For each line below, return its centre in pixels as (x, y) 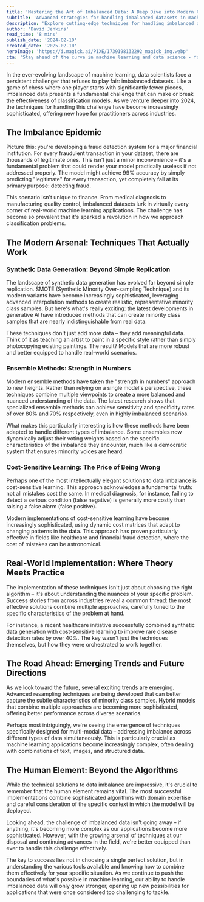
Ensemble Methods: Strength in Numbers (69, 369)
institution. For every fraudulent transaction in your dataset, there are (93, 153)
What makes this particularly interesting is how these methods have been (98, 426)
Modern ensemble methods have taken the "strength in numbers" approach (101, 381)
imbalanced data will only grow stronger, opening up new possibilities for (98, 886)
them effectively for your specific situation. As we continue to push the (95, 873)
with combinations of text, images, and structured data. (75, 751)
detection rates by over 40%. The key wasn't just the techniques (87, 638)
